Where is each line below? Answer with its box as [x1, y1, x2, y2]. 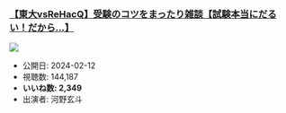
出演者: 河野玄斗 [22, 94, 83, 105]
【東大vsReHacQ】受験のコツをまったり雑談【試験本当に [9, 7, 259, 20]
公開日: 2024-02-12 [22, 60, 96, 71]
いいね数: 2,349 [22, 83, 83, 93]
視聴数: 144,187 [22, 72, 79, 83]
